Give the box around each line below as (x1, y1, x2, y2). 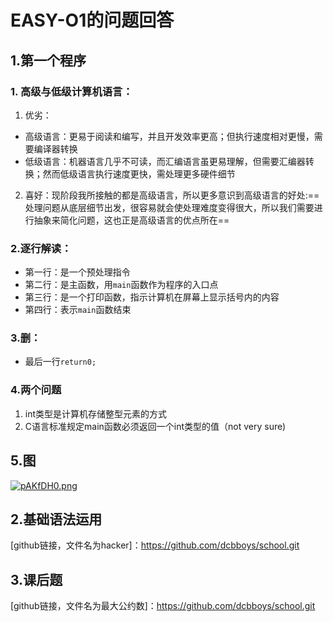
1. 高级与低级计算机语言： (10, 84, 133, 98)
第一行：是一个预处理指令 (24, 266, 131, 278)
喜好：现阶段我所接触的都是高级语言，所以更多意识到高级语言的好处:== (24, 189, 320, 201)
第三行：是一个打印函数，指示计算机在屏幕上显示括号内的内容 (24, 291, 280, 303)
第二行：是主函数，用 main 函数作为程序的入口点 (24, 279, 219, 291)
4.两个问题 (10, 383, 62, 397)
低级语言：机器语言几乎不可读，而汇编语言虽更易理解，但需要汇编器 (24, 155, 306, 167)
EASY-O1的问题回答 (10, 9, 175, 32)
